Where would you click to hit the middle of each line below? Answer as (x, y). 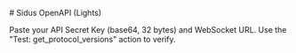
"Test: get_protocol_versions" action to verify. (92, 39)
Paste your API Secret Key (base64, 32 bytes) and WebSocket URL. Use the (148, 30)
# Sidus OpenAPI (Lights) (56, 13)
